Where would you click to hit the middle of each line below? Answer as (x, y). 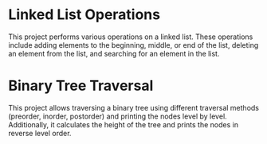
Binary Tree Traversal (81, 86)
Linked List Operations (84, 15)
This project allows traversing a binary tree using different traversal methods (133, 107)
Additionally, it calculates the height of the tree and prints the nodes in (124, 124)
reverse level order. (40, 133)
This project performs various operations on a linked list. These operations (131, 37)
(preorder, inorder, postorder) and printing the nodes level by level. (118, 116)
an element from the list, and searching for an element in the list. (114, 53)
